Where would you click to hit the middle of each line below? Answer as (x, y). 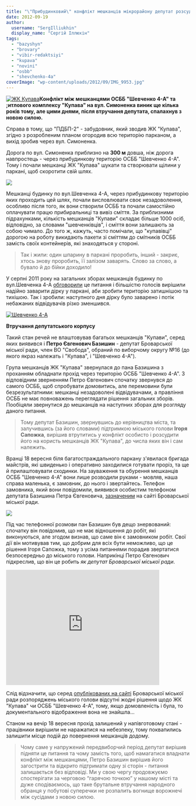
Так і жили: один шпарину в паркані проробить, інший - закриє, (100, 255)
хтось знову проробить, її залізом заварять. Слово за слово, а (98, 261)
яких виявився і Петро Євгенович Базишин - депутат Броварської (89, 344)
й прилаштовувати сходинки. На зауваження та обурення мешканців (92, 471)
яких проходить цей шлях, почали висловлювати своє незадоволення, (94, 200)
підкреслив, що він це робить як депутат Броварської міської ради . (91, 562)
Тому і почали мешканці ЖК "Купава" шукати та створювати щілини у (93, 165)
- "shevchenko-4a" (34, 77)
